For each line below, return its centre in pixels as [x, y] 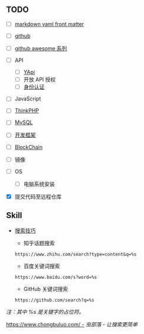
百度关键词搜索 [42, 266]
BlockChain [29, 147]
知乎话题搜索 [39, 243]
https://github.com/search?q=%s [54, 300]
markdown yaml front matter [49, 24]
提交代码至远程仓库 [38, 196]
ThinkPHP [27, 111]
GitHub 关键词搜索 [46, 288]
